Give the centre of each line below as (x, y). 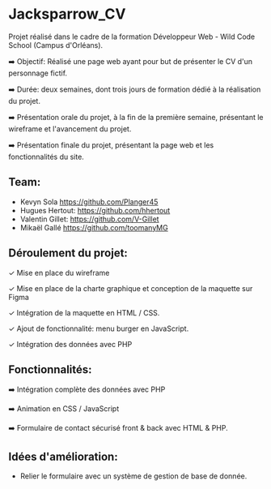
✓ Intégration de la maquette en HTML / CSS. (84, 312)
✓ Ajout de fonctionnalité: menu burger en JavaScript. (99, 328)
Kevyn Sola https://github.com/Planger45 (89, 202)
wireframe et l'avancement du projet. (70, 129)
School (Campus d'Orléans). (56, 45)
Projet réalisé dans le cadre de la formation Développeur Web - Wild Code (132, 36)
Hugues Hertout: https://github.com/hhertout (95, 210)
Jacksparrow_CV (67, 14)
